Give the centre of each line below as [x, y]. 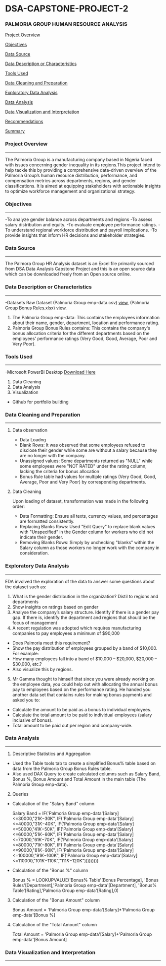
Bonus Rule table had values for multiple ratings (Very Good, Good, [88, 477]
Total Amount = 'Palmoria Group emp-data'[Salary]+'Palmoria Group [82, 934]
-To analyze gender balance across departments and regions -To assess [79, 219]
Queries [20, 794]
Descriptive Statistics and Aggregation [51, 754]
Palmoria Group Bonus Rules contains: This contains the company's [81, 328]
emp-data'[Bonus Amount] [40, 939]
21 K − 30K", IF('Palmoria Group [65, 818]
